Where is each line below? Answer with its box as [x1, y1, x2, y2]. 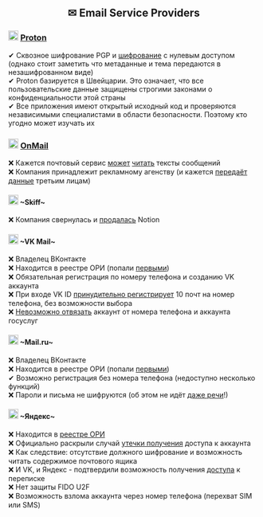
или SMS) [8, 499, 41, 509]
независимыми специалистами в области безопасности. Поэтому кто [8, 109, 248, 119]
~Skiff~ [19, 197, 45, 206]
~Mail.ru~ [19, 337, 53, 347]
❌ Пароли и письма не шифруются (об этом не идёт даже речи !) [8, 390, 229, 399]
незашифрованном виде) [8, 67, 94, 76]
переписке [8, 473, 45, 483]
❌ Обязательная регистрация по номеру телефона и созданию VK [8, 272, 235, 282]
